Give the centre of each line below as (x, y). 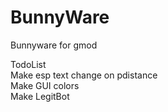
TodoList (28, 64)
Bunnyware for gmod (54, 45)
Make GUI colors (45, 85)
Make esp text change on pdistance (84, 75)
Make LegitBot (40, 96)
